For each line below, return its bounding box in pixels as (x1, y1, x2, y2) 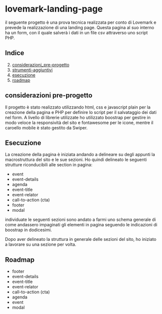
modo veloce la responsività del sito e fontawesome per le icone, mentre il (5, 120, 154, 126)
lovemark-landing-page (5, 3, 103, 15)
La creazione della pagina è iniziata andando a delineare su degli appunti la (5, 152, 155, 157)
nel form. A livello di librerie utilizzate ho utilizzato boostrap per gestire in (5, 114, 151, 120)
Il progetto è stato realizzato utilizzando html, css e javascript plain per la (5, 104, 151, 110)
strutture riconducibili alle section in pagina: (5, 162, 93, 168)
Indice (5, 49, 24, 57)
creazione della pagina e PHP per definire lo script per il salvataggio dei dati (5, 109, 157, 115)
